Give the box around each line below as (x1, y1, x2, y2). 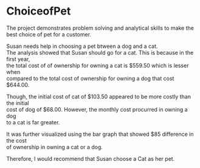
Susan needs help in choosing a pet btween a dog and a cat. (6, 42, 158, 50)
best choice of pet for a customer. (6, 30, 92, 38)
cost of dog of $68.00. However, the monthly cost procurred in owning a (6, 106, 188, 113)
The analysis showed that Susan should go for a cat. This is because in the (6, 49, 194, 56)
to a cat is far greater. (6, 118, 60, 126)
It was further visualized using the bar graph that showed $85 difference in (6, 130, 194, 138)
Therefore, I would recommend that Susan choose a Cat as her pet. (6, 155, 175, 162)
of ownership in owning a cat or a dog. (6, 143, 103, 150)
